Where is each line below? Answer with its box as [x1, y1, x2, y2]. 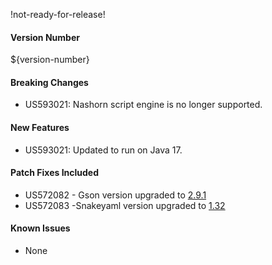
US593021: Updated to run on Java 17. [24, 144, 183, 156]
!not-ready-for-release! [10, 9, 106, 20]
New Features [10, 122, 70, 133]
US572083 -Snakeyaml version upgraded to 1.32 [24, 199, 226, 211]
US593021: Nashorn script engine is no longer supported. [24, 99, 263, 111]
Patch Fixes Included [10, 167, 100, 179]
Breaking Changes [10, 76, 89, 88]
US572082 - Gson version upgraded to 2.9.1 [24, 189, 207, 201]
